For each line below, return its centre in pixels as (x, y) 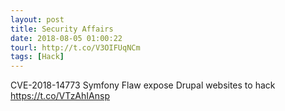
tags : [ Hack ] (37, 57)
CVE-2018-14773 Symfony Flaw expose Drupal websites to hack (143, 85)
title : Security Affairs (62, 29)
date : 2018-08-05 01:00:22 (66, 38)
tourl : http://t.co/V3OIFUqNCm (75, 47)
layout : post (37, 19)
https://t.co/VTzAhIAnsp (60, 96)
